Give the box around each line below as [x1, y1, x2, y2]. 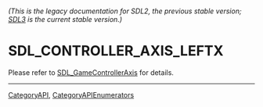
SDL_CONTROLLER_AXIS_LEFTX [8, 41, 224, 59]
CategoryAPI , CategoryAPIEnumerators [8, 90, 135, 99]
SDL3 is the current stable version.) [8, 14, 123, 23]
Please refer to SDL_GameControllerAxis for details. [8, 67, 175, 77]
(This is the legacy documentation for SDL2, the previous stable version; [8, 6, 242, 16]
